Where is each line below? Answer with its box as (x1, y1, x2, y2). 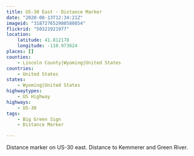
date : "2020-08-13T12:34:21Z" (6, 15, 84, 21)
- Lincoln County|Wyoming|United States (17, 59, 121, 66)
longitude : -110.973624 (17, 43, 78, 49)
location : (6, 32, 32, 38)
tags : (6, 110, 20, 117)
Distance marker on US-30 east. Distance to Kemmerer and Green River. (6, 144, 188, 151)
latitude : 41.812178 (17, 37, 70, 43)
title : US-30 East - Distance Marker (6, 8, 102, 15)
